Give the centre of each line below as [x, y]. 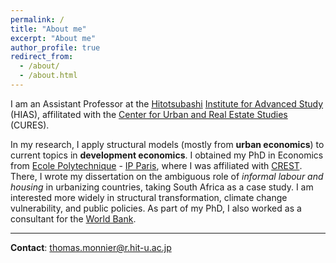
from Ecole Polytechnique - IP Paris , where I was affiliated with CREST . [156, 165]
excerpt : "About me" [53, 38]
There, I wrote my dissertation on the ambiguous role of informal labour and [167, 176]
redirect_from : [42, 57]
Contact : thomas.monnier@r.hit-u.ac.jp [91, 247]
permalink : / [37, 19]
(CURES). [30, 125]
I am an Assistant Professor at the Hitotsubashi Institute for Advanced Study [167, 103]
